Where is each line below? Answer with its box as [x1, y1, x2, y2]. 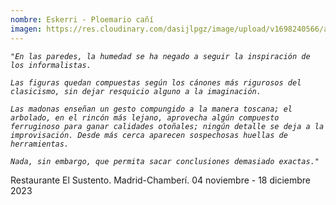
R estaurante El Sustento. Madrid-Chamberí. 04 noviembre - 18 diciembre [10, 174, 312, 186]
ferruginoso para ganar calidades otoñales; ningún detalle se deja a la [10, 121, 325, 131]
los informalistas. [10, 60, 92, 70]
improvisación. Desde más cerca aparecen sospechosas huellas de [10, 130, 288, 140]
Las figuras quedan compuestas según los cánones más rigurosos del [10, 77, 302, 88]
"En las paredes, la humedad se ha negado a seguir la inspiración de [10, 51, 311, 61]
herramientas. [10, 139, 70, 149]
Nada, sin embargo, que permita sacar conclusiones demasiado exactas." [10, 156, 320, 166]
